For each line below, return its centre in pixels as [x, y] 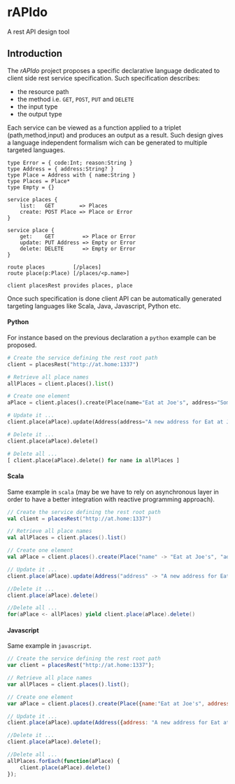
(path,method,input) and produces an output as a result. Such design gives [115, 135]
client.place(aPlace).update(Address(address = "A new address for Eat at [115, 422]
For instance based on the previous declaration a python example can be [112, 337]
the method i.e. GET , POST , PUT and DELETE [76, 99]
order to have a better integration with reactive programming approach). [111, 499]
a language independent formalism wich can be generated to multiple [107, 142]
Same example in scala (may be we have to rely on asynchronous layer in [113, 492]
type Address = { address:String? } [60, 169]
